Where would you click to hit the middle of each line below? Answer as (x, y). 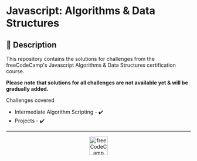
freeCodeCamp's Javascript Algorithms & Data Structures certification (91, 65)
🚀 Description (31, 45)
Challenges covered (30, 100)
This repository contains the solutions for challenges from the (81, 59)
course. (15, 71)
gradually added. (27, 89)
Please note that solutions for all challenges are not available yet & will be (97, 83)
